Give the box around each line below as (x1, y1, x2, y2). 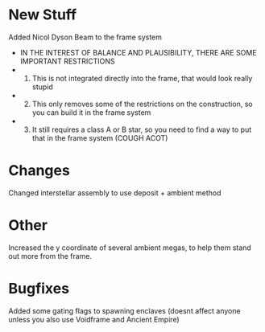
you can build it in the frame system (31, 107, 151, 117)
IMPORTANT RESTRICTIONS (19, 56, 115, 66)
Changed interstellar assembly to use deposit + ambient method (8, 187, 222, 198)
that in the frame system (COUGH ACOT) (31, 133, 168, 142)
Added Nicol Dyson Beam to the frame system (8, 32, 163, 42)
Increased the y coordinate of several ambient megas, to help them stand (8, 243, 251, 252)
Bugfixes (8, 280, 70, 297)
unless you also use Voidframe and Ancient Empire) (8, 314, 180, 324)
